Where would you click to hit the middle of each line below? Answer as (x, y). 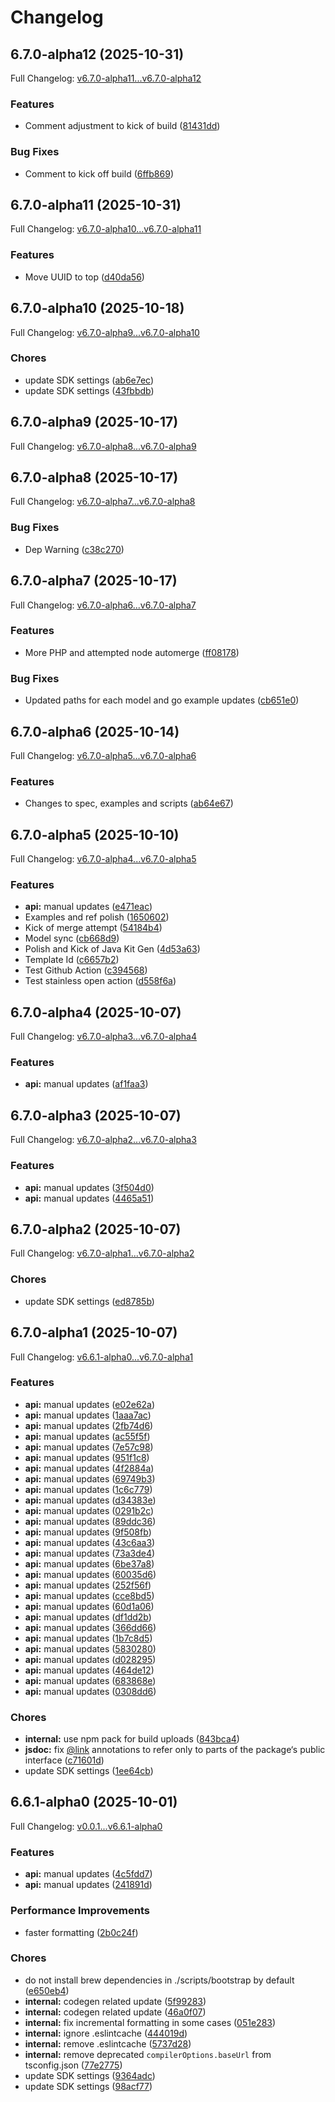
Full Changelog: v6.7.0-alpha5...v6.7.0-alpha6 (103, 755)
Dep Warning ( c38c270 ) (74, 549)
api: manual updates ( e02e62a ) (90, 1404)
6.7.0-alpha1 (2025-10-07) (94, 1332)
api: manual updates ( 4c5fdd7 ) (88, 1874)
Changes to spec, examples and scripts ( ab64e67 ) (129, 803)
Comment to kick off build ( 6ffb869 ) (99, 173)
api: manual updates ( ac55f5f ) (87, 1436)
